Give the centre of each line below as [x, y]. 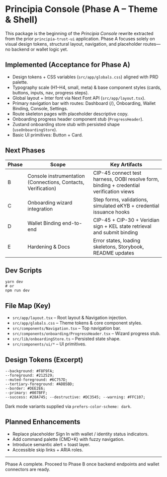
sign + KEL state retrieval [122, 226]
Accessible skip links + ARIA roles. [48, 450]
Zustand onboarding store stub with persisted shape [66, 124]
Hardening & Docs [49, 247]
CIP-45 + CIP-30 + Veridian [126, 220]
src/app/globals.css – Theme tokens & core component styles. [77, 323]
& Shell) [22, 20]
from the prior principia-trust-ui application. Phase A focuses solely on [80, 39]
